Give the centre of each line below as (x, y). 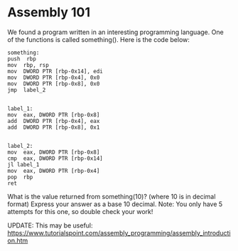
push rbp (22, 59)
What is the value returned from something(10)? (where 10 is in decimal (112, 196)
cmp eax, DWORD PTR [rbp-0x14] (55, 158)
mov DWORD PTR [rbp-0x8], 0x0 (54, 84)
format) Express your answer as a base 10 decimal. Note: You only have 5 (115, 204)
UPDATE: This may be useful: (50, 225)
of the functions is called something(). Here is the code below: (99, 39)
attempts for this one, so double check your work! (80, 211)
